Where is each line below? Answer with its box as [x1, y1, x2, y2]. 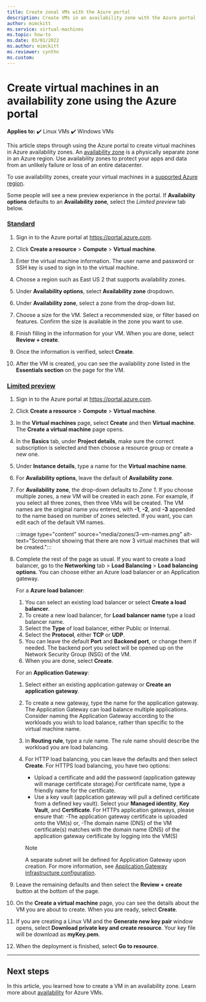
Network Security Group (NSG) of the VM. [24, 651, 131, 658]
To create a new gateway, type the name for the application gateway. [24, 699, 199, 707]
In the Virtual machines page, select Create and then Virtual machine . [15, 419, 196, 427]
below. [7, 204, 24, 212]
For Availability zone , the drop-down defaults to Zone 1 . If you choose [15, 486, 193, 493]
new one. [15, 451, 40, 458]
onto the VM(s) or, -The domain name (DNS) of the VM [34, 820, 172, 827]
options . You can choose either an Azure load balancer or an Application [15, 569, 200, 576]
